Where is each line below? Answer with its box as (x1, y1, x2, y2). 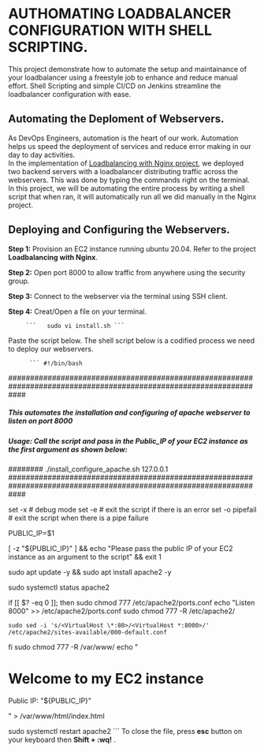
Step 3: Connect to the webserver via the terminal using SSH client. (8, 291, 229, 300)
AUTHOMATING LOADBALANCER (8, 5, 232, 23)
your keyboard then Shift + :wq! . (8, 735, 117, 744)
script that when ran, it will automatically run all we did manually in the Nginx (8, 192, 257, 201)
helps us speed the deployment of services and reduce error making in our (8, 141, 251, 151)
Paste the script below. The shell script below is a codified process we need (8, 336, 255, 345)
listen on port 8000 (8, 416, 73, 426)
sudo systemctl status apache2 (8, 583, 110, 592)
